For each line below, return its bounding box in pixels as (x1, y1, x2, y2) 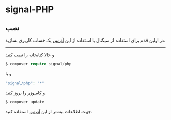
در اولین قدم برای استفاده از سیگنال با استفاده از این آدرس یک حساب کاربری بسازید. (5, 37, 165, 43)
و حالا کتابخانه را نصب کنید (5, 52, 55, 58)
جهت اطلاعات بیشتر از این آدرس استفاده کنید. (5, 108, 93, 114)
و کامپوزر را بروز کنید (5, 90, 45, 96)
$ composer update (5, 99, 44, 104)
